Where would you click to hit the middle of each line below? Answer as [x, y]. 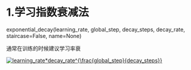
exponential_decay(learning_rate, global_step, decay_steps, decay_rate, [96, 29]
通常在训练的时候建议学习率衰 [43, 48]
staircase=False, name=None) [44, 36]
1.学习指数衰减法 [48, 12]
